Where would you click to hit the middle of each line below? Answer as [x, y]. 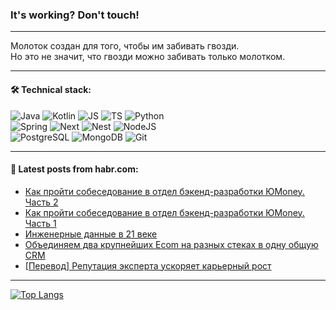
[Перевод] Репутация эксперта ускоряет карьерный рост [148, 265]
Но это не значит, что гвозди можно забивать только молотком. [148, 57]
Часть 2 [41, 202]
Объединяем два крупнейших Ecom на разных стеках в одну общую [171, 244]
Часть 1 [40, 223]
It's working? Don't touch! [75, 15]
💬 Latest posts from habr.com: [74, 169]
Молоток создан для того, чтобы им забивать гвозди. [125, 46]
